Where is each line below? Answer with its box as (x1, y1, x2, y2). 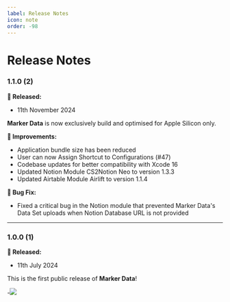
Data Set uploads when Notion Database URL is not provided (16, 209, 190, 217)
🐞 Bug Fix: (7, 188, 36, 196)
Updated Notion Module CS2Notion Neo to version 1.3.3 (16, 167, 175, 176)
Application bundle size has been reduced (16, 146, 136, 154)
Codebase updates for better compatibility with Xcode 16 (16, 160, 178, 168)
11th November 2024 (16, 106, 76, 114)
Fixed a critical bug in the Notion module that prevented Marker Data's (16, 201, 216, 209)
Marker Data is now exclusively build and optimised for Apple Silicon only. (7, 119, 217, 127)
